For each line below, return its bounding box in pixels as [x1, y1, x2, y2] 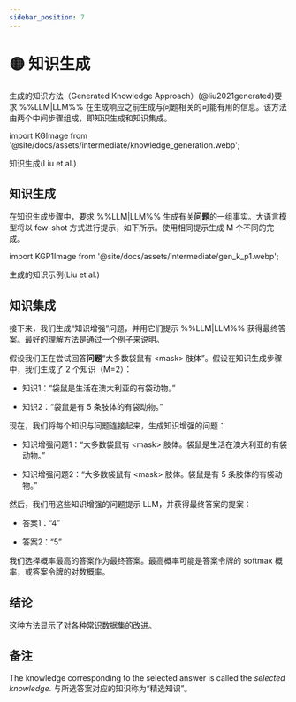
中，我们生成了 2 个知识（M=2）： [9, 364, 133, 374]
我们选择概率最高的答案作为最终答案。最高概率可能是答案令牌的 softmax [9, 555, 273, 567]
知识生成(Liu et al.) [9, 158, 77, 168]
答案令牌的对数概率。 [32, 567, 110, 577]
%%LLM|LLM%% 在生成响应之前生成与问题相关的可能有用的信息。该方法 [19, 101, 287, 112]
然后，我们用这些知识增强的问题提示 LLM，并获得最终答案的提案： [9, 499, 252, 510]
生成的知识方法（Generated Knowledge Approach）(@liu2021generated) [9, 90, 275, 101]
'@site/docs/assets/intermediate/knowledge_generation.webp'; [9, 139, 240, 150]
